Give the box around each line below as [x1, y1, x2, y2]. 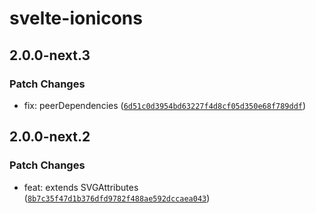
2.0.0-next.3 [9, 47, 91, 64]
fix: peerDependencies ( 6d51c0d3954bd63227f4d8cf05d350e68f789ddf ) [23, 99, 307, 111]
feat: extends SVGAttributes [23, 181, 139, 193]
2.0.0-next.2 [9, 128, 91, 146]
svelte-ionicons [9, 7, 143, 30]
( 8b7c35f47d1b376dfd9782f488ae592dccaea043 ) [23, 192, 211, 204]
